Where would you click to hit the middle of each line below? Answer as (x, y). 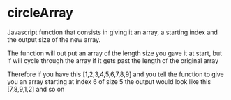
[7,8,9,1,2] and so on (36, 89)
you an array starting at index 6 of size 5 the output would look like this (109, 81)
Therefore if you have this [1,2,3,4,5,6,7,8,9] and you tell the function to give (116, 74)
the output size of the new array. (54, 39)
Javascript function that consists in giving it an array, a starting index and (113, 32)
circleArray (40, 13)
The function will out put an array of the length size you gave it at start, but (114, 53)
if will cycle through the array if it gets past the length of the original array (113, 60)
